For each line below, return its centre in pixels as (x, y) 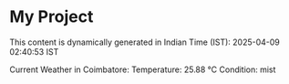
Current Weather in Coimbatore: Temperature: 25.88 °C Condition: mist (143, 69)
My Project (52, 17)
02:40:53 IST (34, 51)
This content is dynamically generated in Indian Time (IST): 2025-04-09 (145, 42)
